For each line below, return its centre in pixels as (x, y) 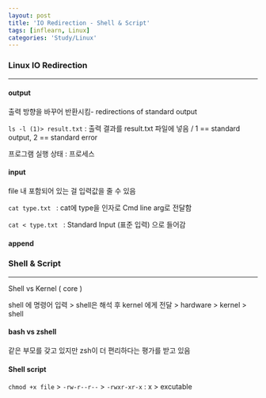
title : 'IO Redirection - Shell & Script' (79, 23)
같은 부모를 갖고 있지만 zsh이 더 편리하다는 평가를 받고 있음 (99, 350)
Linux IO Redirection (48, 66)
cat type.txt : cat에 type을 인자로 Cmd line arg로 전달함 (100, 208)
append (21, 243)
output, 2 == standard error (53, 137)
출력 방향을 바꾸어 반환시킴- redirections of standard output (103, 111)
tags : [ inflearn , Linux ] (49, 30)
